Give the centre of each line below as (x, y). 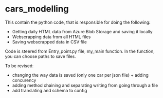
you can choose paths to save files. (41, 56)
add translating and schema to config (50, 90)
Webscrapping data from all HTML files (51, 37)
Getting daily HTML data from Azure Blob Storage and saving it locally (82, 31)
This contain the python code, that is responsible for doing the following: (78, 22)
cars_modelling (37, 9)
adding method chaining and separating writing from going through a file (85, 85)
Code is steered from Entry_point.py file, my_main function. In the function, (80, 51)
